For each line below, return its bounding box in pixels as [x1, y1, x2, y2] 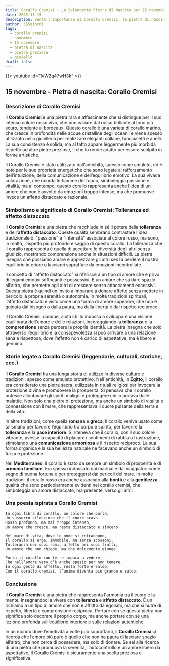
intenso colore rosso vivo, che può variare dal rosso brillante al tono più [5, 119, 153, 125]
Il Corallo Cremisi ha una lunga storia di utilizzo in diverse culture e [5, 371, 144, 377]
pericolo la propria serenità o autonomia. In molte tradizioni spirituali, [5, 293, 147, 299]
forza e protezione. [5, 450, 45, 456]
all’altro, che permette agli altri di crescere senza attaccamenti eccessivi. [5, 282, 156, 289]
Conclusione [5, 580, 37, 587]
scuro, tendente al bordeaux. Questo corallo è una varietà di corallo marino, [5, 125, 162, 131]
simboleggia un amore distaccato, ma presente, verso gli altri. [5, 487, 133, 493]
